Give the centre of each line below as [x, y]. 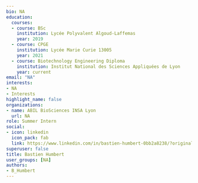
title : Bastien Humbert [35, 154]
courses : [22, 22]
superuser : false [27, 149]
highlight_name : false [34, 99]
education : [19, 17]
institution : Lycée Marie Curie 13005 [64, 50]
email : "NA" [21, 77]
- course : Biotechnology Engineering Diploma [68, 61]
